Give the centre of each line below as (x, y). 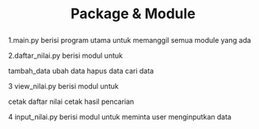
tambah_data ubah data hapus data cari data (81, 71)
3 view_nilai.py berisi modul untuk (63, 86)
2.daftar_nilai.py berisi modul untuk (65, 55)
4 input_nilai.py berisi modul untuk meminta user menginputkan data (120, 117)
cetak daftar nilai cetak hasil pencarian (71, 102)
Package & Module (133, 14)
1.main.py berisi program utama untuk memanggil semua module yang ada (130, 40)
